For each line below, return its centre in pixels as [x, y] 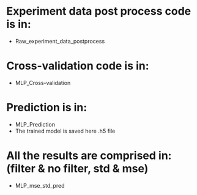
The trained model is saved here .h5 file [65, 131]
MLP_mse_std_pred [40, 185]
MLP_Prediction [35, 124]
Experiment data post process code [99, 11]
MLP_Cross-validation [43, 83]
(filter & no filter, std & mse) [77, 169]
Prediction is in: [47, 108]
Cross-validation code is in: [78, 66]
